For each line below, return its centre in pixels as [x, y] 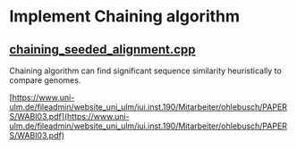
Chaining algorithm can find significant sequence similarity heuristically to [145, 70]
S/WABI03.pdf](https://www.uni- [69, 116]
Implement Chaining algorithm [124, 17]
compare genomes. [45, 80]
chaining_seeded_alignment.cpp [102, 50]
